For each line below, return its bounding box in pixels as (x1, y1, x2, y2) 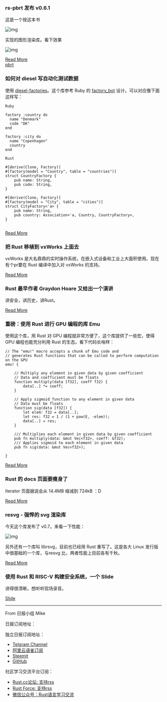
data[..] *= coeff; (23, 384, 64, 389)
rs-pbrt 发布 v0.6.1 (5, 4, 51, 11)
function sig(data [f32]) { (14, 406, 72, 411)
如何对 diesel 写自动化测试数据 (5, 75, 79, 82)
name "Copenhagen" (9, 138, 48, 143)
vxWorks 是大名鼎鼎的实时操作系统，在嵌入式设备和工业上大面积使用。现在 (5, 255, 160, 261)
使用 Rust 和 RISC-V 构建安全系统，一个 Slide (5, 574, 114, 580)
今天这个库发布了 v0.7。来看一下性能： (5, 524, 85, 530)
